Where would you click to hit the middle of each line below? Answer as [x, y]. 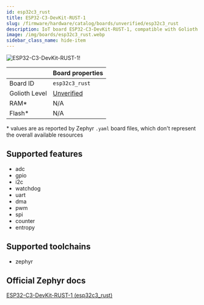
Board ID [22, 83]
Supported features [45, 154]
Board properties [78, 73]
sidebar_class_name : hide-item [46, 40]
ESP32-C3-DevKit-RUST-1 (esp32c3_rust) [60, 295]
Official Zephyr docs [46, 281]
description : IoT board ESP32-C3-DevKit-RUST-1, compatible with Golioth [102, 29]
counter [25, 220]
